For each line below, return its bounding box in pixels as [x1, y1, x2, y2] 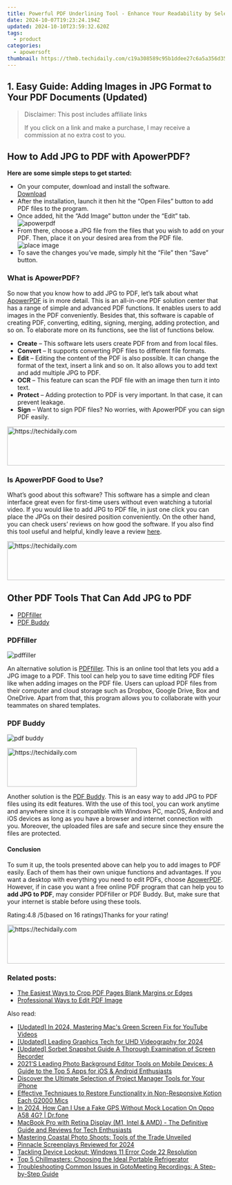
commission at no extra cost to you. [23, 131, 126, 139]
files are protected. [7, 829, 61, 838]
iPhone [17, 1081, 38, 1090]
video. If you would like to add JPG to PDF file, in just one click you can [7, 505, 209, 513]
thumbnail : [7, 55, 39, 62]
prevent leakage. [17, 398, 66, 406]
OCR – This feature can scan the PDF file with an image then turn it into [17, 376, 220, 384]
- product [13, 36, 41, 43]
